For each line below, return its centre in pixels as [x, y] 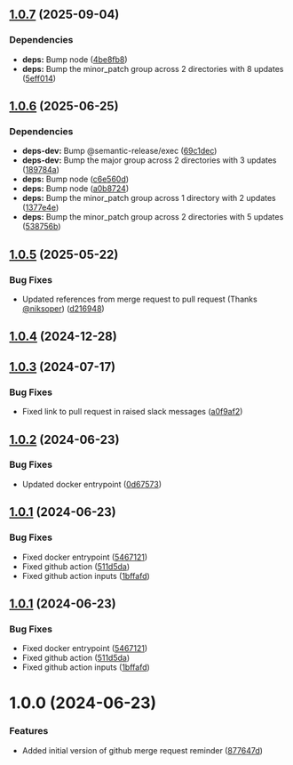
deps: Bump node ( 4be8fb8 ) [75, 59]
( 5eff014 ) [39, 78]
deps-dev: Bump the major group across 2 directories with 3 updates [149, 160]
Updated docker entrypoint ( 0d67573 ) [92, 484]
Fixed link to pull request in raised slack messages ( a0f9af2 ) [132, 412]
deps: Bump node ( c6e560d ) [75, 179]
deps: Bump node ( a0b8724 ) [75, 189]
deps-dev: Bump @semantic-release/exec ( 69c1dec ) [119, 151]
